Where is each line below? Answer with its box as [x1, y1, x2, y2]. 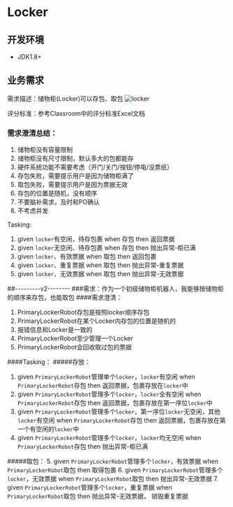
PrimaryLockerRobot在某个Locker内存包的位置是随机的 [17, 317, 176, 325]
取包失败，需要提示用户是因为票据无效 [17, 181, 128, 189]
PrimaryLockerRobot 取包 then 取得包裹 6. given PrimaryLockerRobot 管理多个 [7, 466, 223, 474]
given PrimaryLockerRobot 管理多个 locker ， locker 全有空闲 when [17, 390, 202, 398]
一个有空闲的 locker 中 [17, 425, 80, 433]
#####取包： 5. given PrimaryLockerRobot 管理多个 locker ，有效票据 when [7, 457, 219, 466]
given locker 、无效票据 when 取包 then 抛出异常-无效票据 [17, 270, 184, 278]
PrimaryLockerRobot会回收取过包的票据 [17, 343, 133, 351]
